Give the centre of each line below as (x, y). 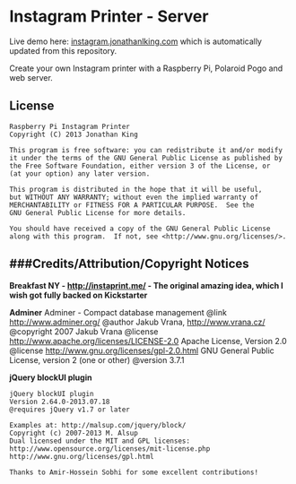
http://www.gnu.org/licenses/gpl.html (82, 456)
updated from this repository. (63, 50)
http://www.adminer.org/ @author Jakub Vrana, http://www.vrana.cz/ (138, 322)
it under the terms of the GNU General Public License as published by (146, 158)
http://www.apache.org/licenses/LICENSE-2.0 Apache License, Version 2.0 (148, 341)
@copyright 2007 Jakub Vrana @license (84, 331)
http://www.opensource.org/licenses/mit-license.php (110, 449)
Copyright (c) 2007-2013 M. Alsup (74, 433)
